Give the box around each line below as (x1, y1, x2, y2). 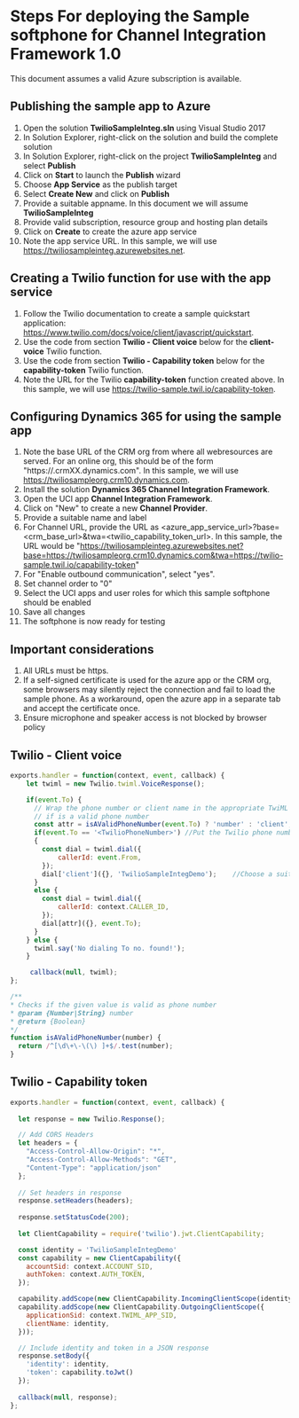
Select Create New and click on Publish (22, 188, 170, 199)
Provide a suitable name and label (22, 513, 147, 523)
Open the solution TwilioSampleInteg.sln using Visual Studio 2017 (22, 122, 266, 133)
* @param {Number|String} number (10, 1008, 134, 1017)
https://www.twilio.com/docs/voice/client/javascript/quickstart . (22, 326, 255, 338)
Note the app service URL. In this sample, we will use (22, 235, 217, 246)
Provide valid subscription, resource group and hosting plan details (22, 216, 269, 227)
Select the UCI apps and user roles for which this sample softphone (22, 588, 271, 599)
